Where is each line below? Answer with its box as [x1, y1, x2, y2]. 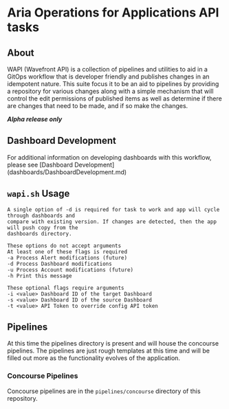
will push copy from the [7, 224, 78, 231]
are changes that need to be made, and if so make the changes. [7, 102, 188, 109]
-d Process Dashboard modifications [7, 260, 112, 267]
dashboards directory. [7, 230, 72, 237]
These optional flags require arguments [7, 284, 125, 291]
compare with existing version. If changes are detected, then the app [7, 218, 217, 225]
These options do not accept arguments [7, 242, 122, 249]
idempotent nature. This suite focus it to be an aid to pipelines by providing [7, 80, 219, 87]
